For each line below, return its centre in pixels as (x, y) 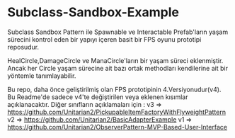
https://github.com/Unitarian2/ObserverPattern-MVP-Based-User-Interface (117, 127)
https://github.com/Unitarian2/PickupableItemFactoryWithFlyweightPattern (117, 112)
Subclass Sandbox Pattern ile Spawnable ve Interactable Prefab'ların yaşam (118, 32)
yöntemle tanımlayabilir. (42, 76)
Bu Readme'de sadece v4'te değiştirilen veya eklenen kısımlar (98, 97)
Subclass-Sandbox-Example (93, 12)
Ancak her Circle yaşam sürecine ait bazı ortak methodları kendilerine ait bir (118, 68)
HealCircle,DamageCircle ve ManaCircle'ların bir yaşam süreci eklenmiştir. (115, 60)
